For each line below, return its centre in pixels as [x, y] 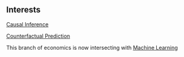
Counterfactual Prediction [38, 36]
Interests [24, 10]
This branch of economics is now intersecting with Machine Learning [92, 47]
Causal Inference [27, 24]
